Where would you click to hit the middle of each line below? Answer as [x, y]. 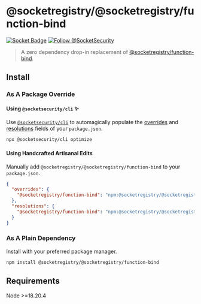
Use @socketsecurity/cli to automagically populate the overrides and [92, 122]
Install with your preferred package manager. [62, 251]
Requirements [33, 281]
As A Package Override [41, 94]
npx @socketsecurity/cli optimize [49, 140]
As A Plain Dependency [41, 238]
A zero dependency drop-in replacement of [74, 52]
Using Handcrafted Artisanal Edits [49, 153]
